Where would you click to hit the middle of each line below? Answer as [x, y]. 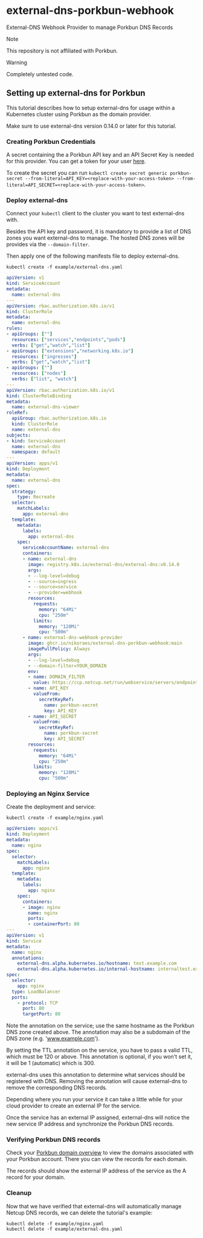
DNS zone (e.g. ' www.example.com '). [53, 1038]
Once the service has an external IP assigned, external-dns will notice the [98, 1118]
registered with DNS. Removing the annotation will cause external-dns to [97, 1081]
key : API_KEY [61, 711]
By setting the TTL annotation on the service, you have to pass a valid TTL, [100, 1051]
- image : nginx [41, 907]
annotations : [28, 958]
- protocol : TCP [38, 1003]
